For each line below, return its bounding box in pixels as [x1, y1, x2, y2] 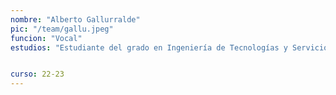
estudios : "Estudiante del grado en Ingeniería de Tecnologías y [10, 42, 288, 53]
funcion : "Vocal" [10, 33, 83, 43]
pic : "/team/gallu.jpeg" [10, 24, 114, 34]
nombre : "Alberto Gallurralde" [10, 14, 141, 25]
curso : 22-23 [10, 69, 65, 80]
